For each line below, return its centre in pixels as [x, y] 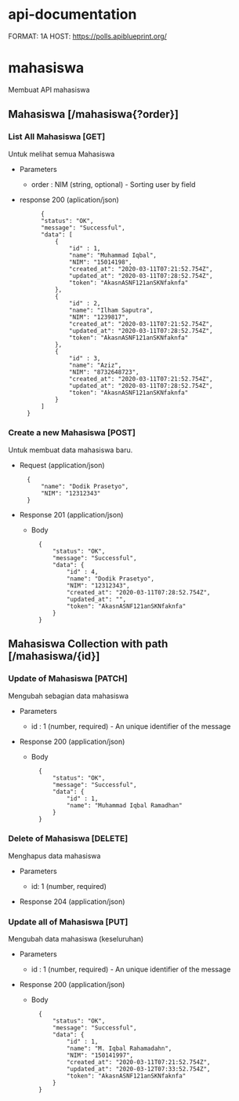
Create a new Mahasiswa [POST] [72, 433]
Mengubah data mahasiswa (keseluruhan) [76, 939]
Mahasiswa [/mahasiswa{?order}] [93, 114]
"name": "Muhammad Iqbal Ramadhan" [124, 805]
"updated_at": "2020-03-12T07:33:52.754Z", [138, 1070]
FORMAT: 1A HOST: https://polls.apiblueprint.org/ [87, 36]
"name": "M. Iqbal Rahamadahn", [119, 1049]
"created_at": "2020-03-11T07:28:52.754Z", [138, 592]
